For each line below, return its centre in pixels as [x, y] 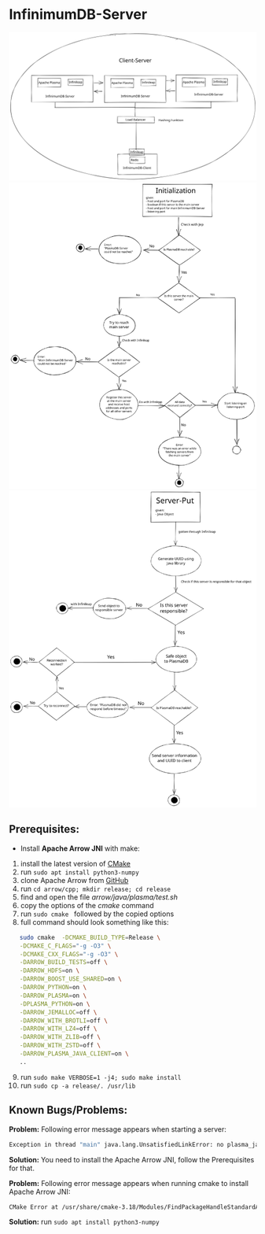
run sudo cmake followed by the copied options [97, 914]
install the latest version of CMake [75, 863]
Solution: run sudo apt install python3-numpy [84, 1222]
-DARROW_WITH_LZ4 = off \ [58, 1029]
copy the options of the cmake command [87, 905]
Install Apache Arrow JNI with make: [80, 848]
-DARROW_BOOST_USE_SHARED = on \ [71, 979]
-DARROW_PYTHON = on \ [53, 988]
